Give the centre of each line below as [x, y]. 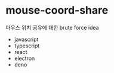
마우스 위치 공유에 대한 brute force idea [52, 27]
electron [24, 58]
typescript [27, 46]
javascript [26, 39]
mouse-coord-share [57, 10]
